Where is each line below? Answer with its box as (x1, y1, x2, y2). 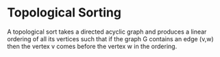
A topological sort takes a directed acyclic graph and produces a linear (7, 27, 207, 36)
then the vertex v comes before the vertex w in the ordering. (7, 42, 178, 50)
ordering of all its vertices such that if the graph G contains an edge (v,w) (7, 34, 214, 43)
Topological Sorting (7, 5, 122, 21)
